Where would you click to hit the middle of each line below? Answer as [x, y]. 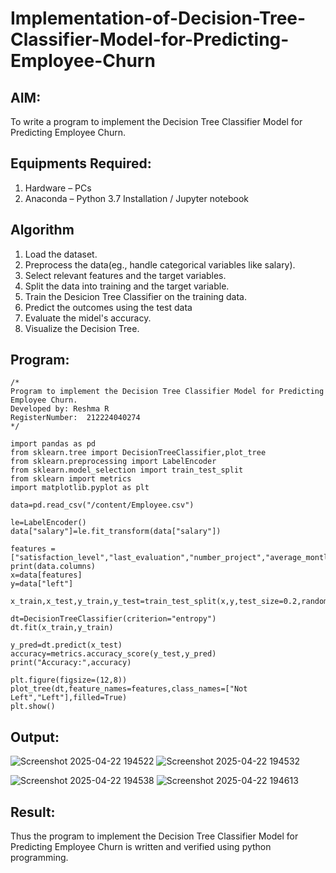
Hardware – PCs [58, 188]
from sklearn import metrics [71, 479]
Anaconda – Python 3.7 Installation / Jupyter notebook [136, 198]
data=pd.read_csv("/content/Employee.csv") [102, 505]
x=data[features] [46, 575]
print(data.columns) [53, 567]
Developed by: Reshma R [60, 409]
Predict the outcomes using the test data [108, 307]
